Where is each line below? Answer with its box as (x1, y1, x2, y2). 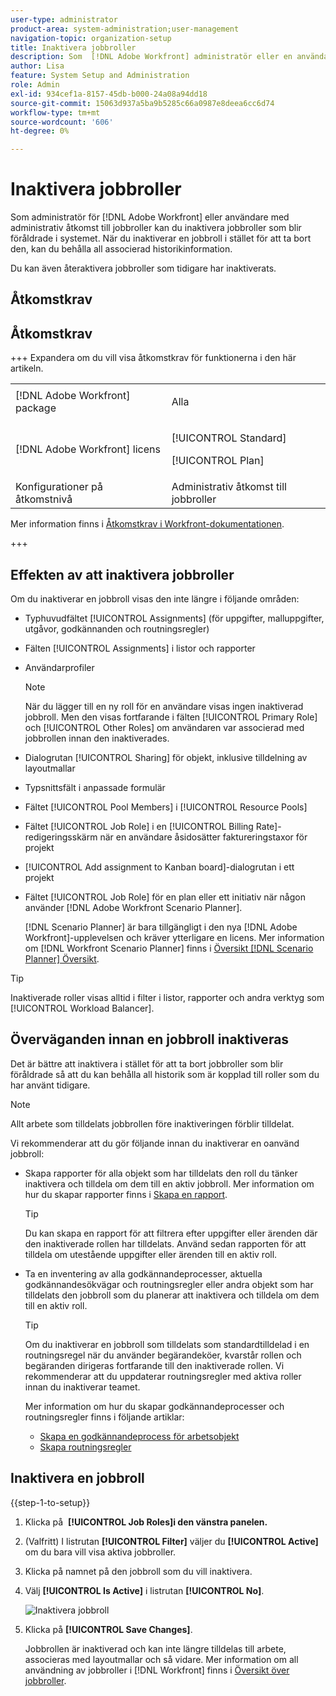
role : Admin (10, 80, 60, 90)
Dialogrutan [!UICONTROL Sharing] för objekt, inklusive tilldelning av (24, 752, 308, 764)
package (15, 401, 57, 415)
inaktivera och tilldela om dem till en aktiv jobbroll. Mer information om (24, 1177, 315, 1190)
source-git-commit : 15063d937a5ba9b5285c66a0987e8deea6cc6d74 (10, 98, 275, 108)
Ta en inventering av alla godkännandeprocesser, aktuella (24, 1267, 263, 1280)
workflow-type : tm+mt (10, 107, 101, 118)
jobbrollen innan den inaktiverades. (24, 732, 170, 745)
